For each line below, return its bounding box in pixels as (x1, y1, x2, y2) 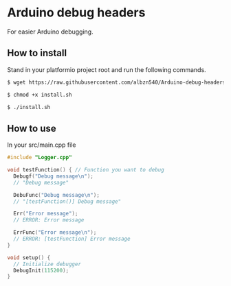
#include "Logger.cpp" (7, 154, 72, 161)
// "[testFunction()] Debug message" (13, 198, 122, 205)
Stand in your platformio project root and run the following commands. (7, 65, 206, 73)
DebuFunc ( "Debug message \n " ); (13, 191, 100, 198)
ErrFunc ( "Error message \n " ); (13, 229, 97, 236)
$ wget (7, 79, 26, 86)
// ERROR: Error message (13, 217, 85, 224)
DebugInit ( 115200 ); (13, 267, 69, 274)
